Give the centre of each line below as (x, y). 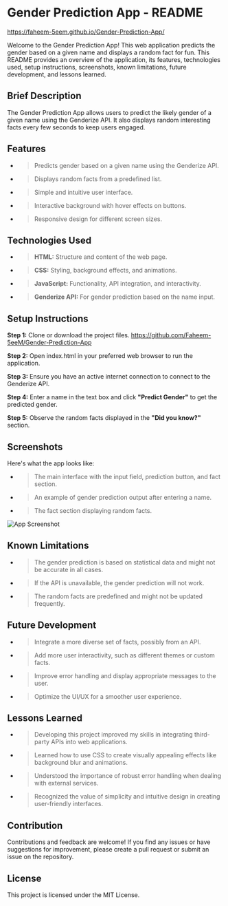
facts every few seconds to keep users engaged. (76, 127)
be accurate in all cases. (69, 569)
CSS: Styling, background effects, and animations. (105, 271)
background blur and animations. (81, 763)
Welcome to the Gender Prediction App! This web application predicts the (111, 45)
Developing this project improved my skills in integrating (114, 735)
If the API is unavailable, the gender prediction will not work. (119, 582)
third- (202, 735)
